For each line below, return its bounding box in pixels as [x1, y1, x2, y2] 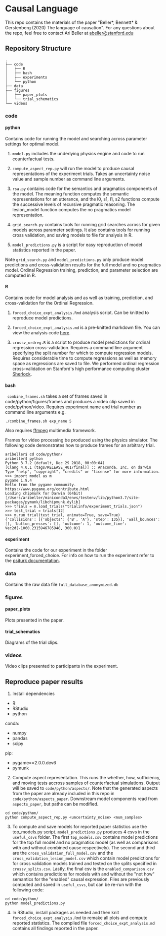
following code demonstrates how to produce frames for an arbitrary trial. [5, 442, 155, 448]
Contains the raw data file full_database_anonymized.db [5, 581, 119, 587]
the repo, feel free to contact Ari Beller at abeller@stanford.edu [5, 30, 134, 36]
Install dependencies [12, 690, 55, 697]
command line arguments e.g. [5, 409, 66, 415]
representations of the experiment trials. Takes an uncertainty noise [12, 171, 151, 177]
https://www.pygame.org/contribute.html [5, 487, 90, 492]
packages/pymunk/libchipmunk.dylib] [5, 499, 81, 505]
